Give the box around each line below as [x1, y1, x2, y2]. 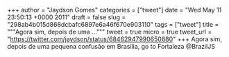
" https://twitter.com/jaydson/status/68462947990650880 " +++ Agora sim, [7, 35, 222, 43]
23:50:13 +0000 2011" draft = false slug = [7, 13, 126, 21]
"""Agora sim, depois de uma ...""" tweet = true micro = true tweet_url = [7, 27, 212, 36]
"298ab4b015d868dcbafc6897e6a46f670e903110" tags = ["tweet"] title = [7, 21, 219, 28]
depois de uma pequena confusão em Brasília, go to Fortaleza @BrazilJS [7, 43, 215, 50]
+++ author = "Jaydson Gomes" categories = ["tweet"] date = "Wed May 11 [7, 6, 222, 14]
